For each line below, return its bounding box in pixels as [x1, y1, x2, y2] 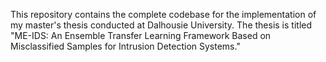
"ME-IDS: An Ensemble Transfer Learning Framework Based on [10, 30, 272, 41]
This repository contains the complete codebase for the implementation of [10, 9, 317, 20]
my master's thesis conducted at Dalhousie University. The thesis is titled [10, 19, 313, 31]
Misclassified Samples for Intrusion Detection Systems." [10, 40, 241, 52]
